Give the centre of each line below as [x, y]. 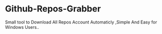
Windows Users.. [22, 27]
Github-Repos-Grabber [53, 9]
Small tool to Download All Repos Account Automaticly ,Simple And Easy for [81, 22]
